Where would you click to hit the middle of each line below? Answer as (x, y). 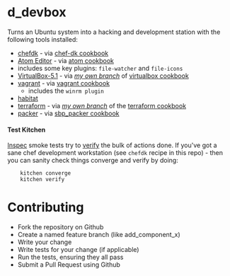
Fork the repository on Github (61, 227)
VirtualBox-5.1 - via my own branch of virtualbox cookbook (103, 76)
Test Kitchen (27, 130)
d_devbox (37, 12)
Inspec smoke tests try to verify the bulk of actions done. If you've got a (112, 145)
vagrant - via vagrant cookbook (64, 83)
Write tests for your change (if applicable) (78, 250)
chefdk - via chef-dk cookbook (63, 53)
